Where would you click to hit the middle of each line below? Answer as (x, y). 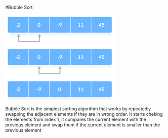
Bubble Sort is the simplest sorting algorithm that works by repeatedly (78, 109)
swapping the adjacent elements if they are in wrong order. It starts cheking (84, 114)
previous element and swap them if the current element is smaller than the (83, 125)
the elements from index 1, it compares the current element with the (76, 119)
